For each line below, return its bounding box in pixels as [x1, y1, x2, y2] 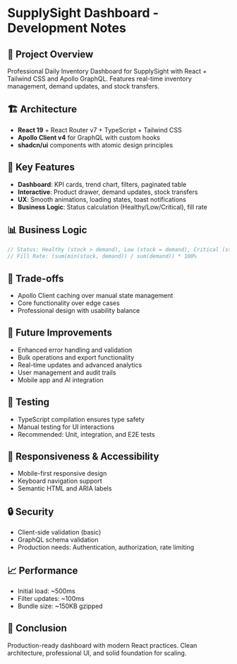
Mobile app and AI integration [17, 375, 104, 384]
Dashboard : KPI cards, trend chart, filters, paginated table [17, 180, 187, 188]
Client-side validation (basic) [17, 528, 102, 537]
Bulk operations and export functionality [17, 353, 135, 362]
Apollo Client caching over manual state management [17, 292, 174, 299]
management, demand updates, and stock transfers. [7, 82, 160, 90]
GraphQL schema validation [17, 536, 99, 544]
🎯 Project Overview [7, 48, 94, 60]
